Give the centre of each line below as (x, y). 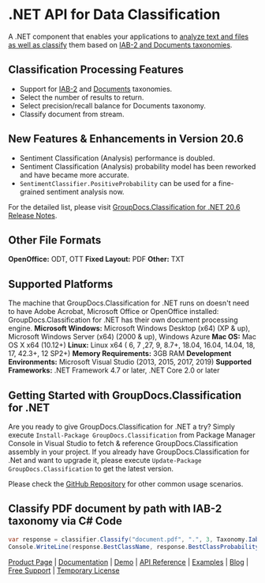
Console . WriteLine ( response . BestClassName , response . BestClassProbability (134, 547)
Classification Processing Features (96, 70)
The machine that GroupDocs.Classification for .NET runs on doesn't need (129, 303)
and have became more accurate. (74, 175)
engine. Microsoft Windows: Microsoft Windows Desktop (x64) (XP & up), (129, 328)
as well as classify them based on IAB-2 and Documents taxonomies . (120, 44)
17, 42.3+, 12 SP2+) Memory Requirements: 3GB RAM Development (120, 354)
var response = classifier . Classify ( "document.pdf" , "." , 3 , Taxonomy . (128, 539)
